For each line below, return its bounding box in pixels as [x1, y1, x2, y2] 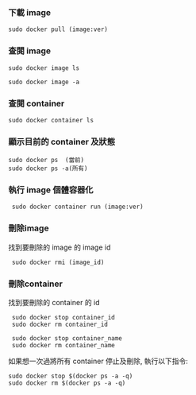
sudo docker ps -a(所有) [8, 165, 88, 172]
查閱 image [8, 45, 52, 56]
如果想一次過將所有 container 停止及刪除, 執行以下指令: [8, 356, 189, 366]
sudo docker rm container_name [11, 342, 115, 350]
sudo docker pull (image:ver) [8, 25, 109, 33]
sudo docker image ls [8, 64, 80, 72]
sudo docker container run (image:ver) [11, 203, 144, 211]
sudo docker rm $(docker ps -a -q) [8, 379, 126, 387]
